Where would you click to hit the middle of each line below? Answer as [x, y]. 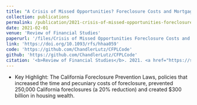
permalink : [19, 22]
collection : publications [38, 17]
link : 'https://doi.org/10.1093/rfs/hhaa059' [62, 44]
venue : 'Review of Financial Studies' [53, 33]
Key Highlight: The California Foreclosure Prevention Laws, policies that [101, 77]
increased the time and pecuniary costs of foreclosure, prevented [94, 83]
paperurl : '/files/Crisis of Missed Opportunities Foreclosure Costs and [98, 38]
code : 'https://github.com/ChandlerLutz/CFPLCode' [69, 50]
